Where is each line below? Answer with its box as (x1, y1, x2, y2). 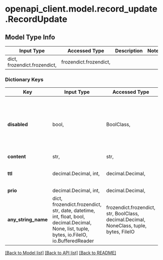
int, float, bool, (52, 213, 85, 220)
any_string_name (7, 216, 48, 223)
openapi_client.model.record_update (5, 3, 158, 15)
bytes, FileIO (106, 228, 135, 235)
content (7, 153, 26, 160)
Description (115, 48, 143, 54)
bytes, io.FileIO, (52, 231, 88, 238)
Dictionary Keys (5, 76, 44, 83)
